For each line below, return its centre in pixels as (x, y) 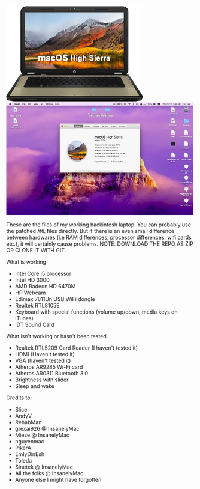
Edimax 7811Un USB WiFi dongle (55, 299)
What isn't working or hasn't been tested (56, 336)
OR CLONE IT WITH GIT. (36, 250)
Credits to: (19, 398)
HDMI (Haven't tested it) (45, 354)
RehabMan (28, 422)
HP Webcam (30, 293)
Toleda (23, 460)
